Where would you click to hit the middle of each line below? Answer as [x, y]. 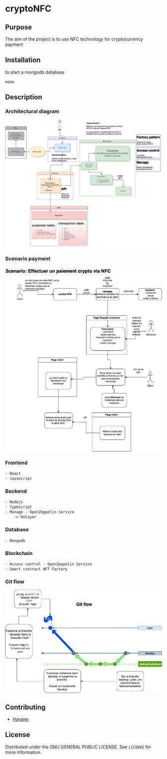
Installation [23, 60]
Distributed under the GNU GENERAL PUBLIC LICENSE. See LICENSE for [78, 747]
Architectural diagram [32, 111]
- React [13, 474]
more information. [23, 752]
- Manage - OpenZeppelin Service [40, 512]
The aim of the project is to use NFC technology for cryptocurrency [74, 39]
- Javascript [19, 479]
